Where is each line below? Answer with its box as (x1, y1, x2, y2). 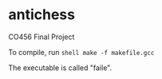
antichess (8, 6, 76, 24)
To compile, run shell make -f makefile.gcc (8, 47, 155, 57)
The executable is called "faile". (8, 62, 113, 73)
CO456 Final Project (8, 32, 75, 41)
